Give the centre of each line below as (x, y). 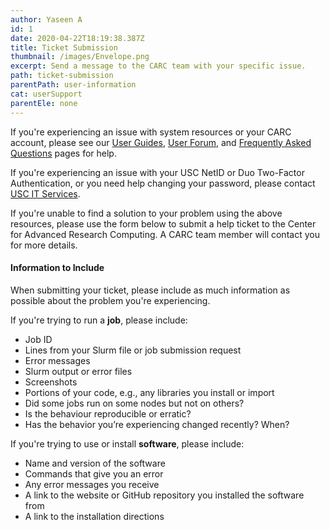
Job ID (38, 339)
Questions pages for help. (63, 153)
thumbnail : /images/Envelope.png (80, 57)
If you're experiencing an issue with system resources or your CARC (151, 132)
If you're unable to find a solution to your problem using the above (146, 213)
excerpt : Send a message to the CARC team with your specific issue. (158, 66)
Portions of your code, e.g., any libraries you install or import (149, 392)
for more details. (44, 245)
